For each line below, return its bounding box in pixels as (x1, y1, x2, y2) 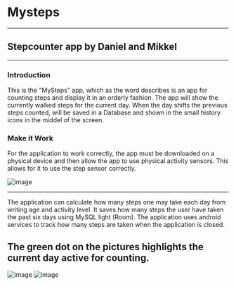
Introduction (7, 70, 51, 79)
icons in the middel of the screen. (7, 116, 104, 124)
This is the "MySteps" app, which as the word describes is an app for (7, 86, 208, 95)
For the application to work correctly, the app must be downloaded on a (7, 149, 215, 158)
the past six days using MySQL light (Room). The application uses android (7, 213, 221, 221)
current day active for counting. (7, 252, 150, 264)
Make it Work (7, 133, 54, 143)
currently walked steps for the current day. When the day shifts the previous (7, 101, 228, 110)
